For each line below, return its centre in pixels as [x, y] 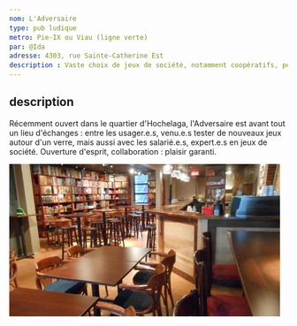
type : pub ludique [43, 28]
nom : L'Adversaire [43, 19]
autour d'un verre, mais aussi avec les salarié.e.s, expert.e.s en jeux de [138, 142]
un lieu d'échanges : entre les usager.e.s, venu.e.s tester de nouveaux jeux [145, 133]
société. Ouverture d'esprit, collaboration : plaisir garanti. [113, 151]
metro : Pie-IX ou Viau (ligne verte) [79, 37]
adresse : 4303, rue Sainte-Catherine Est [87, 56]
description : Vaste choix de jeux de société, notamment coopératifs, [144, 65]
